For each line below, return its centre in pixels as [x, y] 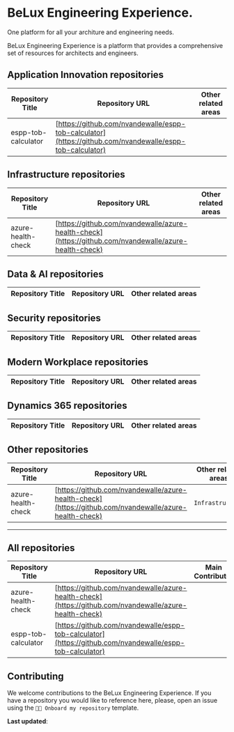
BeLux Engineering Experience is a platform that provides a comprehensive [115, 45]
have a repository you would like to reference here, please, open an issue [112, 701]
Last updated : [28, 722]
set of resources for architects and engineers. [73, 53]
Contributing [36, 676]
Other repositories [48, 450]
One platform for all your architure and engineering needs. [91, 32]
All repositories [41, 548]
